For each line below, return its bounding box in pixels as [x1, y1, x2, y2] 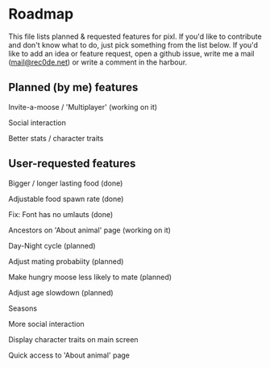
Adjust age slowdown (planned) [8, 287, 114, 297]
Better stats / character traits [8, 133, 104, 143]
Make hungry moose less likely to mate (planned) [8, 272, 172, 282]
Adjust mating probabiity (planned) [8, 256, 124, 266]
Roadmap [8, 5, 74, 23]
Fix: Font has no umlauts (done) [8, 209, 114, 219]
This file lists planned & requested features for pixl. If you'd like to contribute [8, 31, 262, 41]
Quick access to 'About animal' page [8, 350, 131, 360]
